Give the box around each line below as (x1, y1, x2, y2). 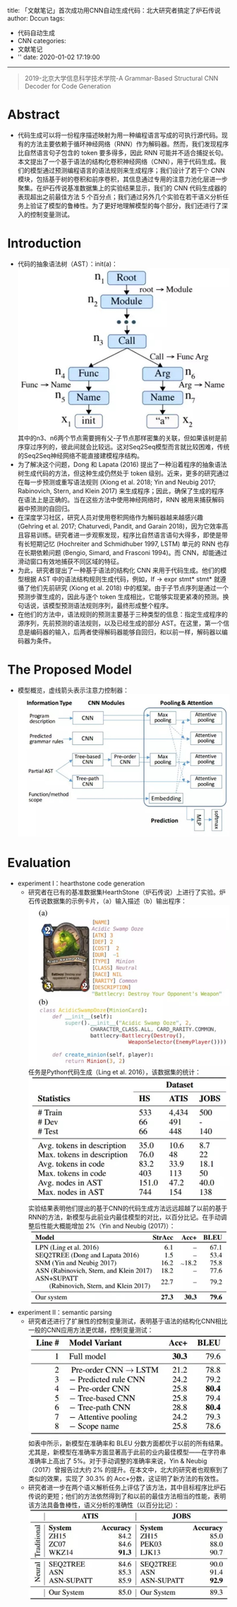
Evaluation (7, 854, 71, 871)
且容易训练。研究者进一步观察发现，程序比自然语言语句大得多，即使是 (17, 531, 222, 540)
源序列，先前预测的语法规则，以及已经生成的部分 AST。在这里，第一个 (17, 619, 224, 628)
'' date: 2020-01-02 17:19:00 (17, 53, 100, 61)
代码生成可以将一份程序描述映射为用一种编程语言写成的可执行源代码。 (17, 131, 222, 139)
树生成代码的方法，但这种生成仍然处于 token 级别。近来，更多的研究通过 (17, 469, 229, 478)
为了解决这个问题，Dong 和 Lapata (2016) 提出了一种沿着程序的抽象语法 (17, 461, 227, 469)
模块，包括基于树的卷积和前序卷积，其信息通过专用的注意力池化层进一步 (17, 175, 228, 183)
